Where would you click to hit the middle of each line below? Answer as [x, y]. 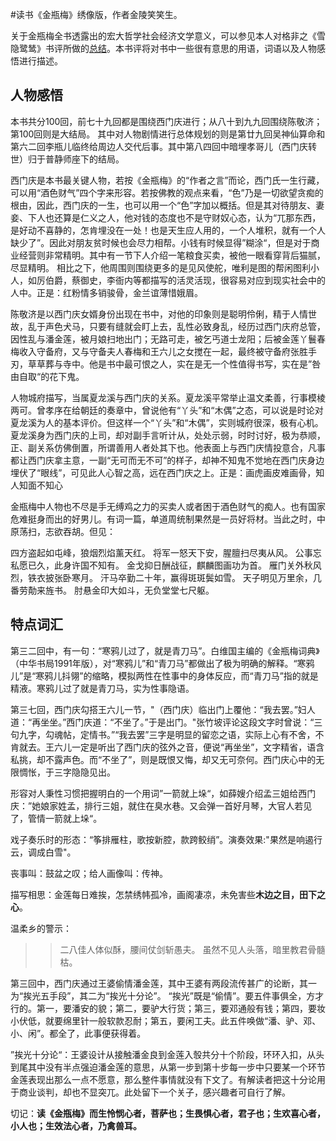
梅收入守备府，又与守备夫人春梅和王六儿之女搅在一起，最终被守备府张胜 [159, 351]
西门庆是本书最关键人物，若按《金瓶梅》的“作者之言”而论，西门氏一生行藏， [167, 180]
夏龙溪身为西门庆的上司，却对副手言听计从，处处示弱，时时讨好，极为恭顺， [168, 435]
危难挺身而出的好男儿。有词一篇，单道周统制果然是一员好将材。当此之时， [163, 519]
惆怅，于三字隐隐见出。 [67, 772]
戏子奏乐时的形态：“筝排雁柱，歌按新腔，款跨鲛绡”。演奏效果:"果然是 [153, 839]
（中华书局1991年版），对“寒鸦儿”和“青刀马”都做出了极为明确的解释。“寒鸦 [162, 663]
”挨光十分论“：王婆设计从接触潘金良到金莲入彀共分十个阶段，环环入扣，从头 [167, 1054]
